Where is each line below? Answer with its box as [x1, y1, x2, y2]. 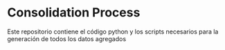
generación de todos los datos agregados [7, 34, 127, 42]
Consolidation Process [7, 5, 141, 21]
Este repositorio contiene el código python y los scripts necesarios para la [7, 27, 219, 36]
